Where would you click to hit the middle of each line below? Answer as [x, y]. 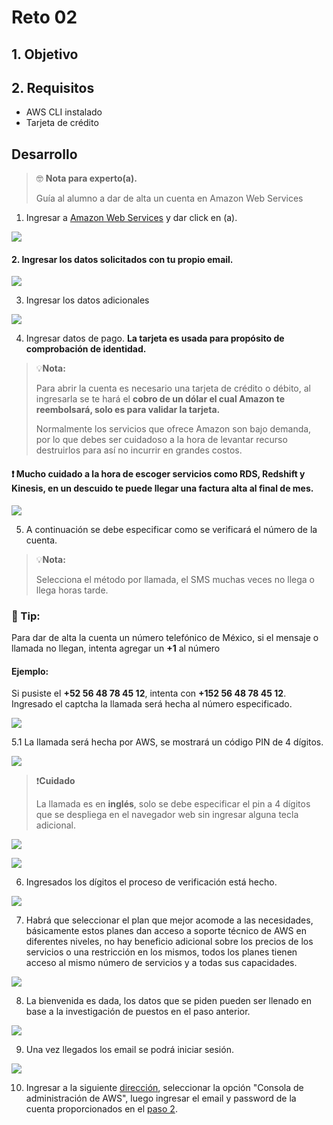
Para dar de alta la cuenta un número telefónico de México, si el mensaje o [165, 637]
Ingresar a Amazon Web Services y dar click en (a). [131, 218]
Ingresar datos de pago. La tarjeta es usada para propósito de [155, 338]
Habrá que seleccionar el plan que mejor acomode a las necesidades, [169, 920]
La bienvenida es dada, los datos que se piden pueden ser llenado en [169, 1001]
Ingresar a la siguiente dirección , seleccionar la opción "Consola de [164, 1088]
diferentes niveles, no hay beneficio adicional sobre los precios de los [169, 942]
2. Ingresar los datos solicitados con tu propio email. [122, 259]
